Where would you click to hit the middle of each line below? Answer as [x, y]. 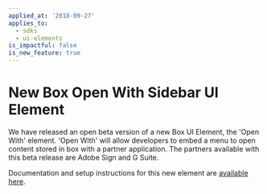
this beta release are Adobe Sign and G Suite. [84, 157]
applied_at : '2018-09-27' [51, 16]
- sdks [27, 30]
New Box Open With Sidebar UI [113, 93]
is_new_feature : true [45, 53]
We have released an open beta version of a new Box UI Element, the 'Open [134, 131]
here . [17, 181]
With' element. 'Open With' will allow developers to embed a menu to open [132, 140]
